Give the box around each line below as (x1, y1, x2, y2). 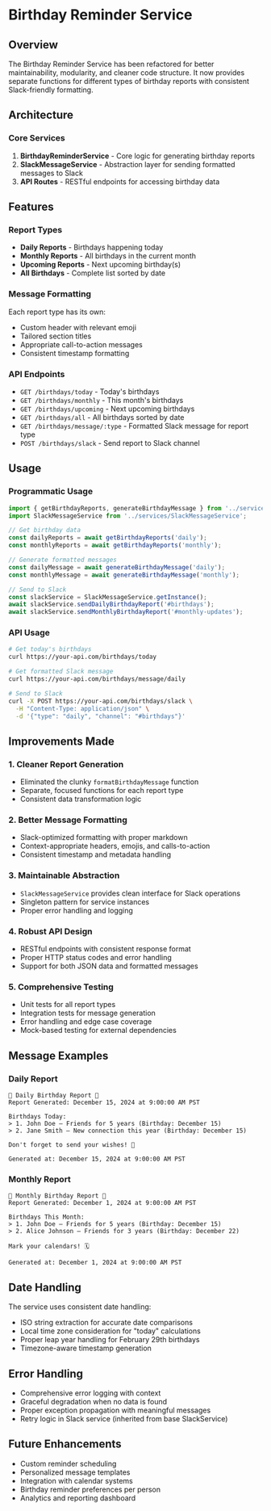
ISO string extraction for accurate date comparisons (19, 1318, 194, 1328)
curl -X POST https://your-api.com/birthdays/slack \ (8, 697, 194, 705)
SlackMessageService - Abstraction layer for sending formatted (19, 159, 236, 169)
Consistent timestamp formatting (19, 348, 130, 358)
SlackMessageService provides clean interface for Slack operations (19, 888, 240, 898)
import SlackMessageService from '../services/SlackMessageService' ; (8, 511, 248, 520)
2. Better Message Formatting (8, 814, 127, 825)
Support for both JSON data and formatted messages (19, 961, 199, 971)
